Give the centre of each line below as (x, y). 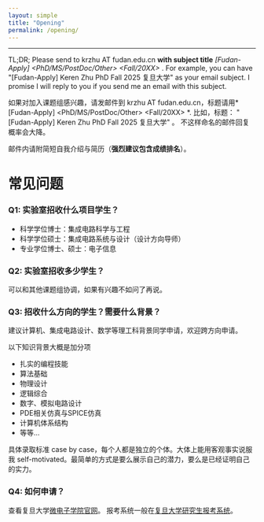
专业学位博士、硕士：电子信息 (68, 248)
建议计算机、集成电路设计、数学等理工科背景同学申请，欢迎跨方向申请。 (125, 331)
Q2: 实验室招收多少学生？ (56, 271)
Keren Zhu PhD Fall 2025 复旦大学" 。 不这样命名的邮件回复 (153, 122)
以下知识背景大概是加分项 (49, 347)
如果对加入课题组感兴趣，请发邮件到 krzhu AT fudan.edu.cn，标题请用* (124, 102)
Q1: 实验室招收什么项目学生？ (64, 210)
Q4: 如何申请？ (37, 491)
